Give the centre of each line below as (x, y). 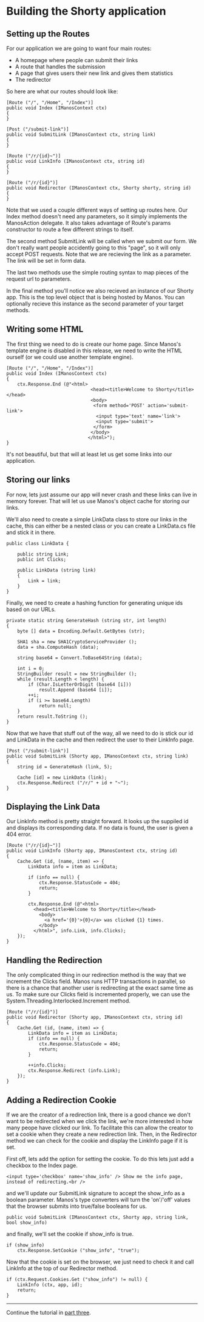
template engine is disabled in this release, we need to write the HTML (94, 350)
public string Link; (43, 554)
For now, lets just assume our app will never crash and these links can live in (102, 495)
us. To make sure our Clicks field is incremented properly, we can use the (98, 995)
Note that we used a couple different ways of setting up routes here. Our (97, 210)
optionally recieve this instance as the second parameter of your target (95, 304)
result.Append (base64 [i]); (76, 690)
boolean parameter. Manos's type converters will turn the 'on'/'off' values (98, 1200)
